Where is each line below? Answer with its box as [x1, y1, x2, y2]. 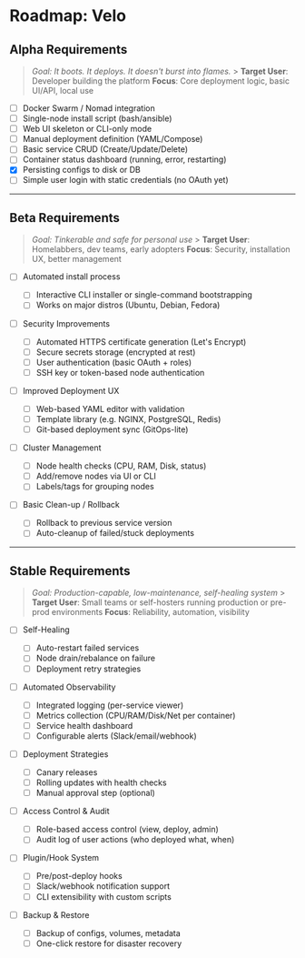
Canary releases [35, 766, 98, 778]
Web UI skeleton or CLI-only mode [22, 124, 152, 135]
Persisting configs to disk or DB [22, 165, 141, 176]
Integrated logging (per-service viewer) [35, 700, 184, 711]
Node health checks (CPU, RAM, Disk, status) [35, 460, 207, 471]
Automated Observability [22, 681, 116, 692]
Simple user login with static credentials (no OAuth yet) [22, 175, 229, 186]
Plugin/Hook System [22, 852, 100, 863]
